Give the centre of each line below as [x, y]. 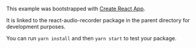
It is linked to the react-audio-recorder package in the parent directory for [98, 20]
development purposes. [36, 27]
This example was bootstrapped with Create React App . [76, 9]
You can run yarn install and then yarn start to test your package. [91, 38]
